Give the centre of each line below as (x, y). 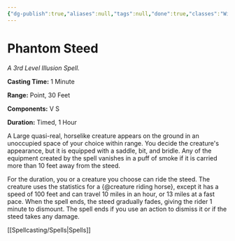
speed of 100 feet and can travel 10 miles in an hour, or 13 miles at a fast (111, 194)
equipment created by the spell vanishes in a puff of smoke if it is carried (113, 158)
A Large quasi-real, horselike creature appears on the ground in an (103, 136)
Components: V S (33, 109)
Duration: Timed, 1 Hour (42, 122)
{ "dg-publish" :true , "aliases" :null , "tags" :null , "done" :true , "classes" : (114, 14)
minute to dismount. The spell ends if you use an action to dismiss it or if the (117, 209)
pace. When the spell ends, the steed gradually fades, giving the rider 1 (110, 201)
